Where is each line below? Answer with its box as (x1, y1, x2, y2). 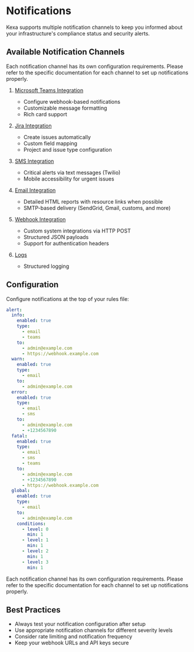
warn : (11, 356, 25, 362)
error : (11, 389, 28, 395)
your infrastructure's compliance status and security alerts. (6, 30, 150, 37)
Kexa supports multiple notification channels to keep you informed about (6, 24, 183, 31)
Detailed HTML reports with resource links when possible (23, 198, 163, 205)
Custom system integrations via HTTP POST (23, 227, 131, 234)
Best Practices (6, 605, 61, 615)
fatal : (11, 433, 28, 439)
